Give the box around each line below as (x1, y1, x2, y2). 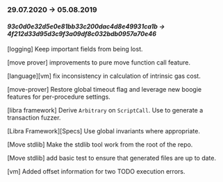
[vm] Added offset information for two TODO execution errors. (7, 167, 185, 176)
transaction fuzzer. (7, 113, 61, 122)
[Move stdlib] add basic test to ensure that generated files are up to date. (7, 154, 217, 163)
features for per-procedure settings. (7, 92, 111, 101)
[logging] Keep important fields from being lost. (7, 45, 143, 53)
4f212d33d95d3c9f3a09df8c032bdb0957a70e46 (7, 29, 157, 38)
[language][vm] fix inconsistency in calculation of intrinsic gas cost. (7, 72, 201, 81)
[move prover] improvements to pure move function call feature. (7, 58, 191, 67)
